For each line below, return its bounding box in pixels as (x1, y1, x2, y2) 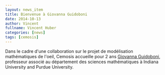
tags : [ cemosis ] (5, 35, 39, 40)
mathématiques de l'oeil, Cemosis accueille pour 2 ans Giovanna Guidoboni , (5, 53, 161, 59)
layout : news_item (5, 7, 43, 12)
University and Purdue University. (5, 64, 74, 70)
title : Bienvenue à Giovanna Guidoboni (5, 12, 88, 17)
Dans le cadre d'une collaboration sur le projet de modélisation (5, 48, 134, 54)
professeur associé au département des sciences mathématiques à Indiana (5, 59, 159, 65)
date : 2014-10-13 (5, 16, 41, 21)
